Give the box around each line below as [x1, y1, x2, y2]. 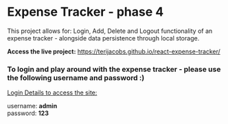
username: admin [7, 102, 58, 110]
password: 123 [7, 109, 49, 117]
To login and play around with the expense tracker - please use [7, 64, 221, 74]
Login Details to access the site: [7, 88, 98, 97]
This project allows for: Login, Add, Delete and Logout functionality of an [7, 27, 213, 35]
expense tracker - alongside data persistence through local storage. [7, 34, 200, 42]
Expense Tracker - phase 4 [7, 4, 164, 20]
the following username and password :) [7, 73, 145, 82]
